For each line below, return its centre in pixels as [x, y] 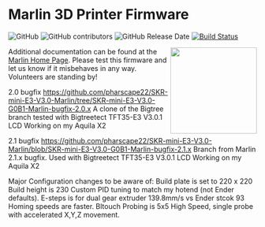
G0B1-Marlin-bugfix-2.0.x [50, 109]
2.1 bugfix [24, 140]
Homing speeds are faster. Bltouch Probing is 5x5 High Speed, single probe [131, 206]
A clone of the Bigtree [128, 109]
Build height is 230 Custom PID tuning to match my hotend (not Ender [121, 189]
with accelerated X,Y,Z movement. [64, 214]
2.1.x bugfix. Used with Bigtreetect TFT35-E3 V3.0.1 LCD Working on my [125, 157]
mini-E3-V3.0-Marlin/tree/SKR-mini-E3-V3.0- [82, 100]
